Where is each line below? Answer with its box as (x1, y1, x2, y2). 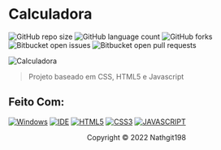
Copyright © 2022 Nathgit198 (86, 132, 187, 142)
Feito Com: (8, 95, 65, 109)
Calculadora (8, 5, 93, 24)
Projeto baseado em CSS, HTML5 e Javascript (28, 71, 184, 81)
